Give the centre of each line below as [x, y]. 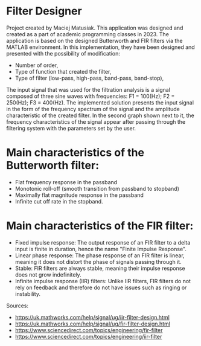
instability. [28, 293]
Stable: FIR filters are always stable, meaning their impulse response [100, 268]
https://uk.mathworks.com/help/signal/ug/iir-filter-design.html [92, 317]
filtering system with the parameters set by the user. [71, 128]
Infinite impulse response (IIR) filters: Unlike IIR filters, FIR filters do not [103, 281]
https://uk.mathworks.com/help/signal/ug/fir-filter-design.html [93, 324]
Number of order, [37, 65]
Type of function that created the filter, [63, 71]
